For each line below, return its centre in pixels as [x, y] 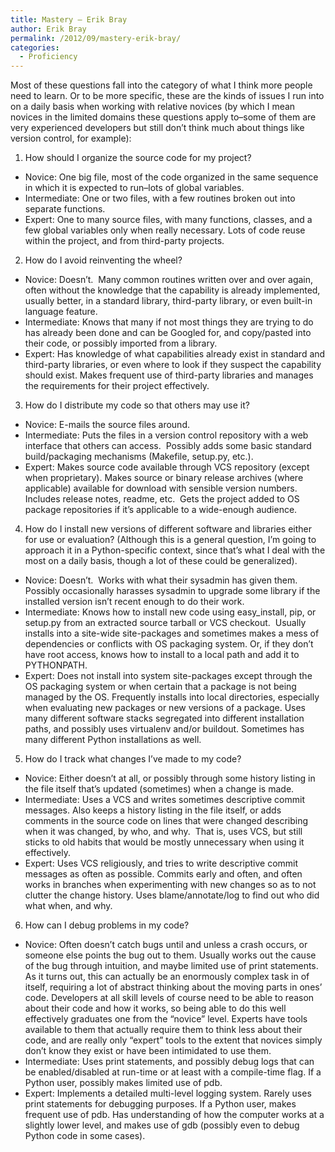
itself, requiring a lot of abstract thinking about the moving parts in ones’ [173, 987]
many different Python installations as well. [113, 740]
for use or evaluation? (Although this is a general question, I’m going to [170, 540]
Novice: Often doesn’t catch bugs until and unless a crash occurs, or [166, 945]
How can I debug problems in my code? [107, 925]
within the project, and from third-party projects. [124, 241]
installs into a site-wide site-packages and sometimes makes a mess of [172, 633]
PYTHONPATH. [56, 665]
